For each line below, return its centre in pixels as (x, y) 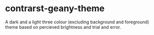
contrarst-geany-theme (55, 9)
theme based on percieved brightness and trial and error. (63, 27)
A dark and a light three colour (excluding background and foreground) (77, 22)
